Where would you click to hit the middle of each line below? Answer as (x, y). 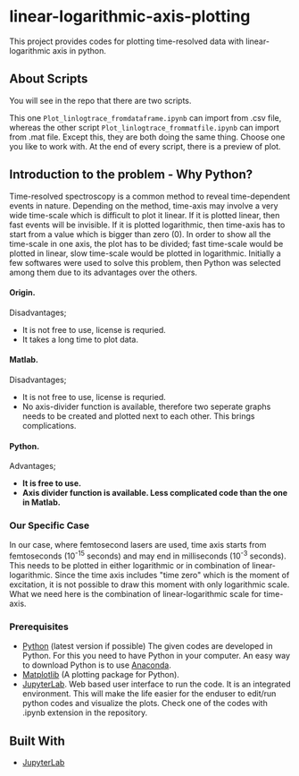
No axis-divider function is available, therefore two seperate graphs (146, 406)
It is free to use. (52, 483)
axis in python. (79, 50)
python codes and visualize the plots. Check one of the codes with (145, 704)
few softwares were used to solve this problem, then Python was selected (145, 262)
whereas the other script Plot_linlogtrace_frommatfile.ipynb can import (144, 127)
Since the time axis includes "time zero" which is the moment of (172, 576)
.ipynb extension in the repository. (85, 712)
